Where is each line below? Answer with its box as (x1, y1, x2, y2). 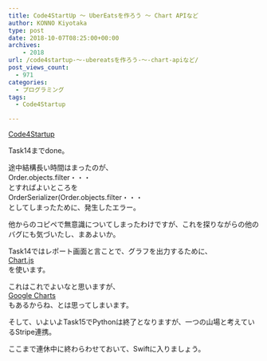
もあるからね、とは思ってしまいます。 (8, 300, 133, 310)
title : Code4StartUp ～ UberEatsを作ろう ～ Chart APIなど (8, 11, 199, 20)
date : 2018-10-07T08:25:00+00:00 (8, 33, 120, 42)
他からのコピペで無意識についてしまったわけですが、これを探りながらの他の (8, 220, 259, 230)
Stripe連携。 (14, 328, 57, 337)
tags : (8, 93, 26, 101)
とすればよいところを (8, 182, 78, 192)
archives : (8, 41, 41, 49)
